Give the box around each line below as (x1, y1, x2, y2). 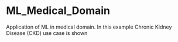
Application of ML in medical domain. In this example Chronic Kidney (6, 23, 172, 30)
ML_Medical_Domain (6, 4, 110, 17)
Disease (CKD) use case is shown (6, 29, 88, 36)
